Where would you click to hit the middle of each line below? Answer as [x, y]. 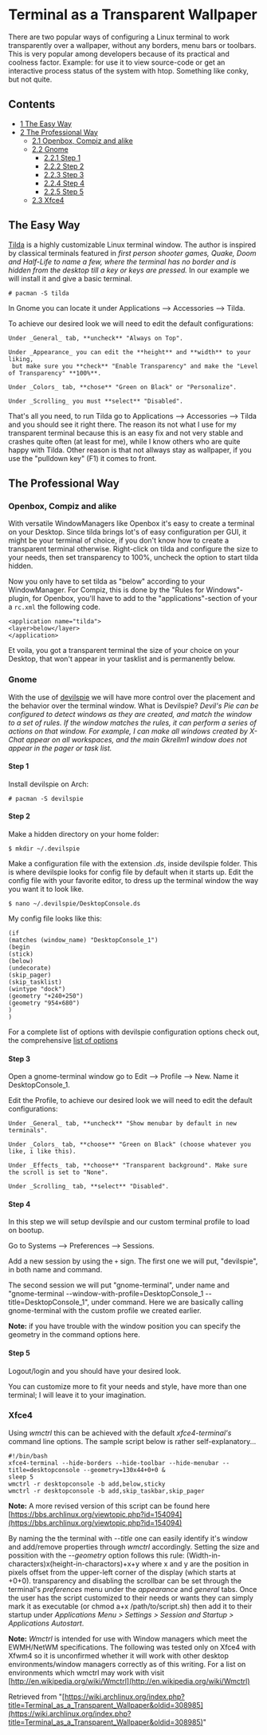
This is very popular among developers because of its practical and [119, 54]
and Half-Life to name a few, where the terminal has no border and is [122, 261]
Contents [32, 104]
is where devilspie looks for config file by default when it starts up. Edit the [131, 872]
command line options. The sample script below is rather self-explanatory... [132, 1441]
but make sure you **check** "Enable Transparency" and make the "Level [135, 366]
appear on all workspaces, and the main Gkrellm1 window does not [136, 739]
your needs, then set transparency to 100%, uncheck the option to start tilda [133, 558]
